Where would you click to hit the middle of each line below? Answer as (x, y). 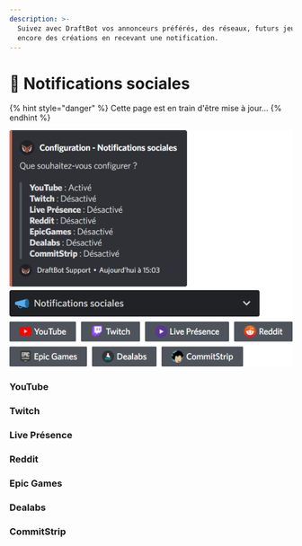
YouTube (29, 387)
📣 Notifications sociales (100, 83)
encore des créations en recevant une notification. (118, 38)
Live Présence (41, 436)
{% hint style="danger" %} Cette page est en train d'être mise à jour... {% (146, 109)
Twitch (25, 411)
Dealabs (28, 507)
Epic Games (36, 483)
